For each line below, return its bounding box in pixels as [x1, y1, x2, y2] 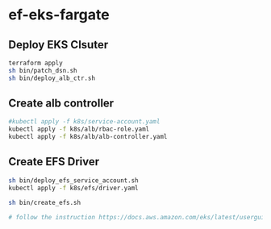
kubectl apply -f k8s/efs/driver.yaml [8, 184, 139, 192]
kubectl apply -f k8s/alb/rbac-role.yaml [8, 125, 150, 134]
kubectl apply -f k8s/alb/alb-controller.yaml [8, 133, 168, 141]
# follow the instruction [8, 213, 95, 221]
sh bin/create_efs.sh [8, 198, 81, 206]
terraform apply [8, 59, 63, 67]
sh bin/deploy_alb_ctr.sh [8, 74, 95, 82]
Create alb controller [8, 97, 115, 110]
